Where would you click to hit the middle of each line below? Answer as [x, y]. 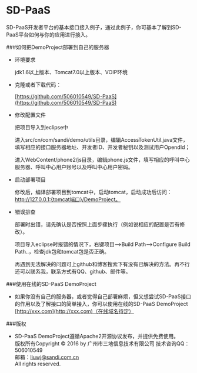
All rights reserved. [38, 364]
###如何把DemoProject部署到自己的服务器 [58, 47]
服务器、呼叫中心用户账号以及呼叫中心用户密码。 [74, 167]
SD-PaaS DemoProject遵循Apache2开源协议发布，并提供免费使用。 [97, 336]
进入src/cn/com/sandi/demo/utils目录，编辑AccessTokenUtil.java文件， [101, 139]
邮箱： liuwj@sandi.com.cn [47, 357]
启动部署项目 [30, 179]
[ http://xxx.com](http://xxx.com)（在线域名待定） [74, 311]
